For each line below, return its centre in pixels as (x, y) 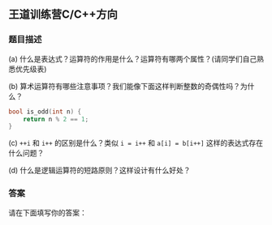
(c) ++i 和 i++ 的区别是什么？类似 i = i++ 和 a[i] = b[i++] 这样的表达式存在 (136, 143)
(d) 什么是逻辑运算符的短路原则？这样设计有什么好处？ (99, 170)
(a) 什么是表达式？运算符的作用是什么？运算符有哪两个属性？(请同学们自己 (133, 58)
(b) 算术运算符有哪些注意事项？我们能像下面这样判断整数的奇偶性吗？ (125, 86)
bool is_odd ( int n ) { (45, 112)
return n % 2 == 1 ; (56, 119)
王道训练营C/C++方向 (63, 15)
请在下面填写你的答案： (47, 212)
